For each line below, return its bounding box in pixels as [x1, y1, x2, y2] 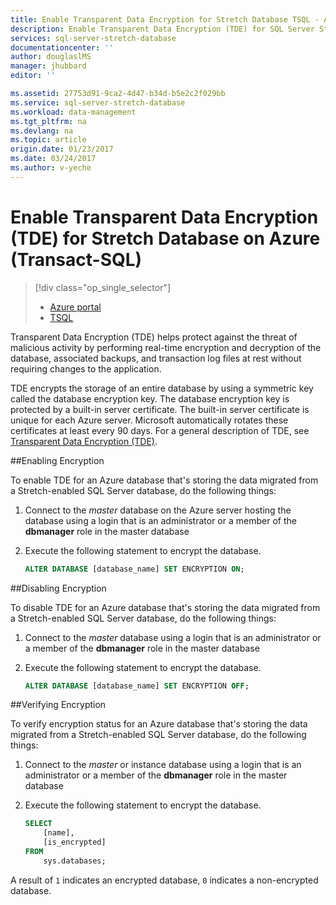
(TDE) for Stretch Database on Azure [10, 227, 321, 250]
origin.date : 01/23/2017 [10, 144, 114, 155]
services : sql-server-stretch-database [10, 33, 177, 43]
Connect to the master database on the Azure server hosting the [24, 504, 292, 516]
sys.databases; [43, 856, 107, 866]
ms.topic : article [10, 135, 87, 145]
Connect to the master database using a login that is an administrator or [24, 631, 322, 643]
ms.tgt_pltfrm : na [10, 116, 87, 126]
